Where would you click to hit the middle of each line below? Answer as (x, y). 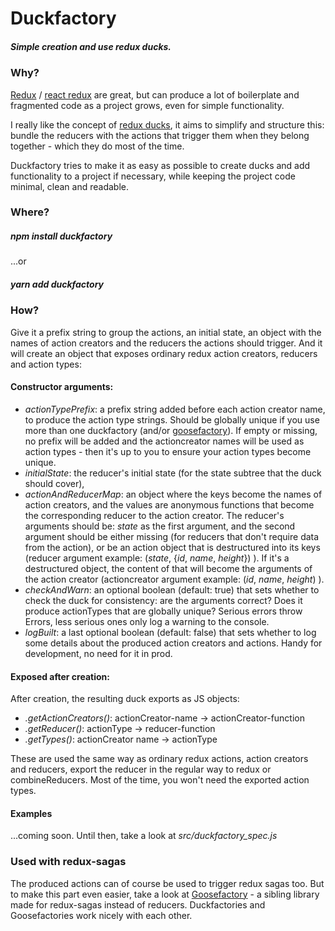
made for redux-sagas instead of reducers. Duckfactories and (138, 904)
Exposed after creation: (60, 676)
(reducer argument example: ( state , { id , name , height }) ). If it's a (157, 558)
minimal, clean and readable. (69, 186)
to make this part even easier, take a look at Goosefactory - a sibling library (165, 894)
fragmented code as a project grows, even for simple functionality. (147, 105)
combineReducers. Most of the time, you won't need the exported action (160, 780)
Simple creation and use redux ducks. (91, 46)
